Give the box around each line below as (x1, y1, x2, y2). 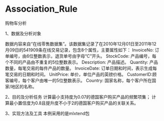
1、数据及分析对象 (5, 30, 42, 36)
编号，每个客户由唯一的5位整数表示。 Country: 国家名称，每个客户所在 (9, 77, 152, 83)
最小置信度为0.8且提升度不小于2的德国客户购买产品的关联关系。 (9, 100, 139, 106)
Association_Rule (5, 3, 78, 15)
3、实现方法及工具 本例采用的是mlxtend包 (5, 110, 90, 116)
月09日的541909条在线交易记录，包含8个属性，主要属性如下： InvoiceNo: (5, 47, 154, 53)
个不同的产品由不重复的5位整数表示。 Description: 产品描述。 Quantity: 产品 (5, 59, 158, 65)
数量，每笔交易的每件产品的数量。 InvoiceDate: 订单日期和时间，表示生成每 (5, 65, 157, 71)
